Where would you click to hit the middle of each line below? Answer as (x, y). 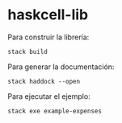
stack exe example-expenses (55, 111)
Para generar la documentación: (61, 67)
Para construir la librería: (48, 37)
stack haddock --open (44, 81)
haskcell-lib (48, 15)
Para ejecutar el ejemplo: (49, 96)
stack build (27, 51)
